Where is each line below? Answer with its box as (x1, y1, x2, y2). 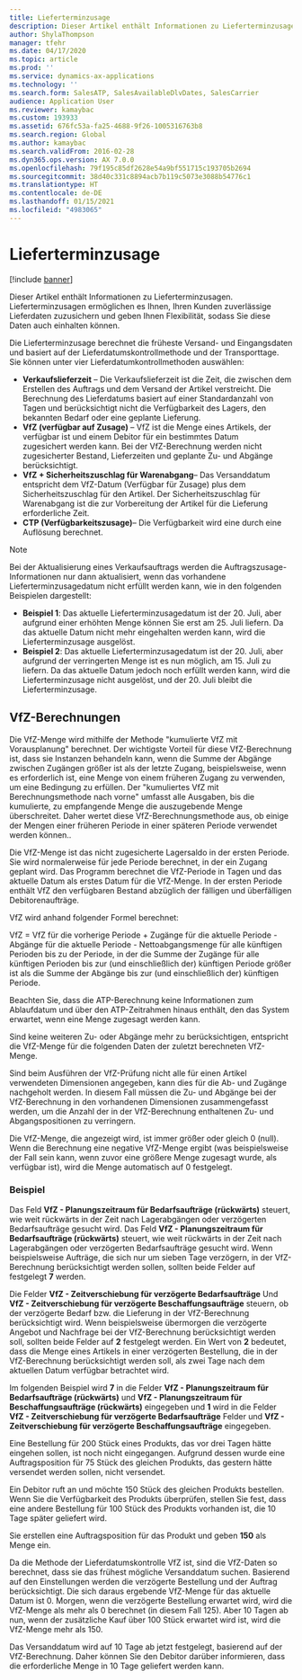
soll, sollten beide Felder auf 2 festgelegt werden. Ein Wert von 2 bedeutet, (9, 1336, 287, 1347)
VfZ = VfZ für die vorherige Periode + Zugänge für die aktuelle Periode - (9, 929, 278, 940)
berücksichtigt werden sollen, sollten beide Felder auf (57, 1261, 256, 1272)
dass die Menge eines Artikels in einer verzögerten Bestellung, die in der (9, 1346, 279, 1356)
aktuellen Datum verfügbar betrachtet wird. (9, 1364, 170, 1375)
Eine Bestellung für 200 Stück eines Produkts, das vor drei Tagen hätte (9, 1437, 271, 1448)
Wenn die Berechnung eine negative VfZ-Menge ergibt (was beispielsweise (9, 1142, 289, 1153)
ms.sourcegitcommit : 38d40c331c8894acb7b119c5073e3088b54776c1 (9, 172, 252, 181)
